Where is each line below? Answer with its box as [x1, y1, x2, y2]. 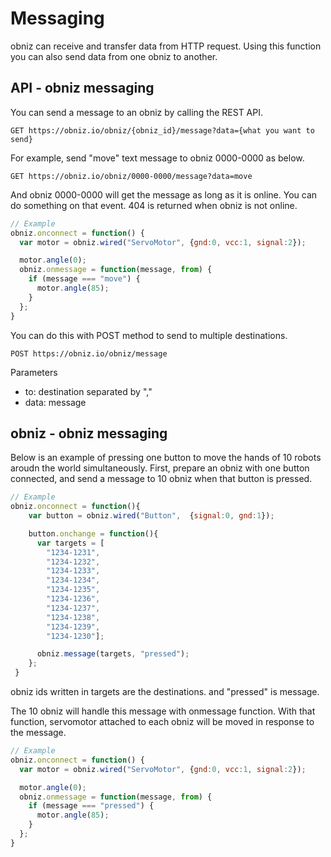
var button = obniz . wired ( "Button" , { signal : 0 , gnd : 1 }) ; [28, 511, 275, 521]
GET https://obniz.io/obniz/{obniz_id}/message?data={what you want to [10, 125, 315, 136]
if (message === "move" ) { [28, 274, 141, 284]
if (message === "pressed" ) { [28, 801, 155, 811]
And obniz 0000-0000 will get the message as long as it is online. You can [10, 188, 318, 201]
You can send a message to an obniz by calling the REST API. [10, 106, 264, 118]
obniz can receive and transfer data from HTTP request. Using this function [10, 40, 322, 52]
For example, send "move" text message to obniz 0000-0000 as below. [10, 152, 305, 164]
